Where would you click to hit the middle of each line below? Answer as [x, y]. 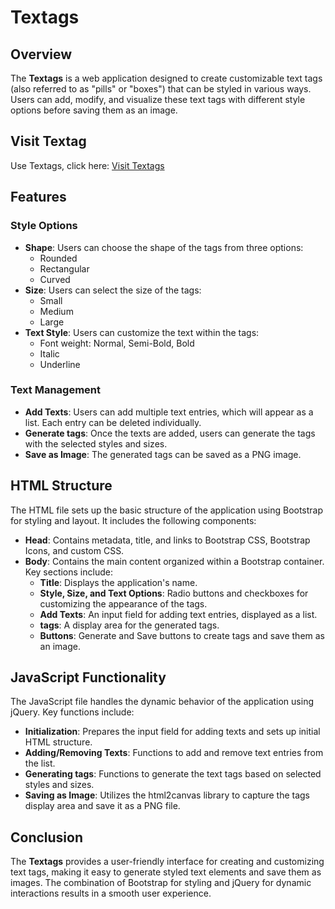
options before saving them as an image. [94, 110]
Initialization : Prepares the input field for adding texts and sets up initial [172, 732]
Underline [60, 364]
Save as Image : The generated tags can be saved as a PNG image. [163, 454]
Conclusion [47, 837]
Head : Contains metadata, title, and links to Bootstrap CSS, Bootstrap [167, 540]
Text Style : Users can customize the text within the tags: [142, 332]
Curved [55, 279]
